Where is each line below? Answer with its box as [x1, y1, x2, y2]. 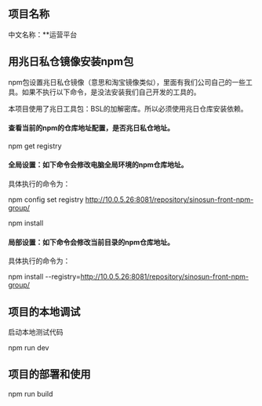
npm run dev [8, 343, 49, 353]
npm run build [8, 389, 53, 398]
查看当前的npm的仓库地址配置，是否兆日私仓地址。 [8, 123, 175, 133]
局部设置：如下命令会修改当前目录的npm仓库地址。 [8, 237, 175, 247]
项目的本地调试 [8, 305, 81, 318]
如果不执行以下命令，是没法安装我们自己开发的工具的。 [21, 87, 201, 97]
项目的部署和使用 [8, 368, 91, 381]
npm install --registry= [8, 272, 81, 281]
